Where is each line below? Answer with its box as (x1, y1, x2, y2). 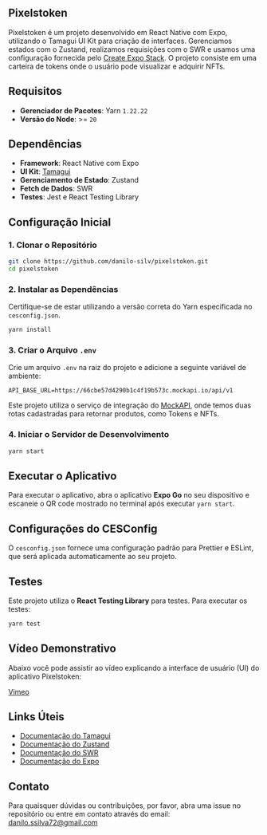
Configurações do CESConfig (8, 522, 158, 535)
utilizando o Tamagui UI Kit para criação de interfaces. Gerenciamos (8, 36, 233, 45)
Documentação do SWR (19, 748, 99, 758)
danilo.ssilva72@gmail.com (8, 817, 98, 828)
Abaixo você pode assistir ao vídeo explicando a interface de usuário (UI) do (8, 663, 260, 672)
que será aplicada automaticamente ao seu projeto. (8, 552, 177, 561)
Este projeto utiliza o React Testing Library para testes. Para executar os (8, 596, 248, 605)
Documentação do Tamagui (19, 731, 112, 741)
